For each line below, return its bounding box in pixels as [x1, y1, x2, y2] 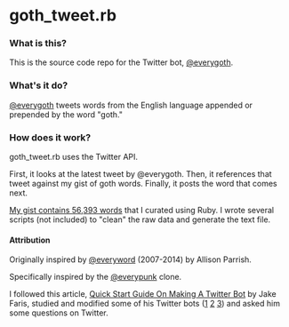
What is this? [9, 37, 67, 50]
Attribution [9, 235, 51, 245]
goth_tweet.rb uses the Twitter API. [9, 152, 139, 163]
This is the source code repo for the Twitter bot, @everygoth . [9, 57, 234, 68]
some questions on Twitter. [9, 307, 108, 318]
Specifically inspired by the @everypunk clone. [9, 272, 182, 283]
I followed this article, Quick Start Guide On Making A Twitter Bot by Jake [9, 289, 277, 299]
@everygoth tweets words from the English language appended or [9, 100, 253, 110]
